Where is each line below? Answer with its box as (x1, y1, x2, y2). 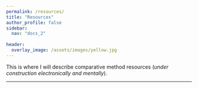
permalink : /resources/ (6, 8, 65, 15)
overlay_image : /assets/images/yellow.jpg (11, 47, 117, 53)
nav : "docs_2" (11, 31, 46, 37)
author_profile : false (6, 19, 62, 25)
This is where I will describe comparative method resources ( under (6, 63, 169, 70)
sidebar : (6, 25, 28, 31)
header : (6, 42, 25, 48)
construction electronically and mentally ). (6, 69, 108, 77)
